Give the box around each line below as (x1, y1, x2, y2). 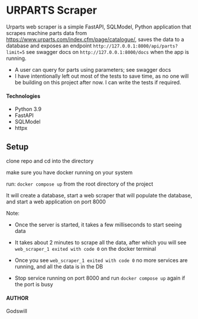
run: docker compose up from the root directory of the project (6, 180, 154, 187)
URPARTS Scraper (6, 4, 98, 17)
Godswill (6, 308, 28, 315)
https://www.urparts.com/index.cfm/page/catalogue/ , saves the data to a (6, 36, 184, 43)
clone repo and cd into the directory (6, 157, 94, 164)
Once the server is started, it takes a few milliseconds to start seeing (14, 221, 182, 228)
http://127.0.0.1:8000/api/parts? (93, 43, 178, 49)
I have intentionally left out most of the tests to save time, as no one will (14, 72, 189, 79)
